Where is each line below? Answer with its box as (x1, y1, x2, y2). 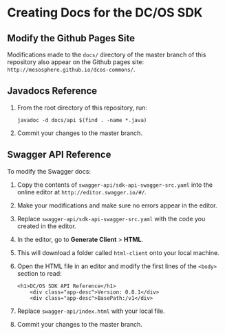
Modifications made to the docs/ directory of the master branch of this (7, 50, 206, 59)
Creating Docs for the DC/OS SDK (7, 5, 203, 21)
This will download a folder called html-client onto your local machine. (17, 248, 219, 256)
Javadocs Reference (7, 85, 98, 97)
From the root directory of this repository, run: (17, 103, 148, 112)
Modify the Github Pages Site (7, 32, 136, 44)
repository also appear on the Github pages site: (7, 58, 144, 66)
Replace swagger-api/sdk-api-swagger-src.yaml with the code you (17, 214, 206, 223)
